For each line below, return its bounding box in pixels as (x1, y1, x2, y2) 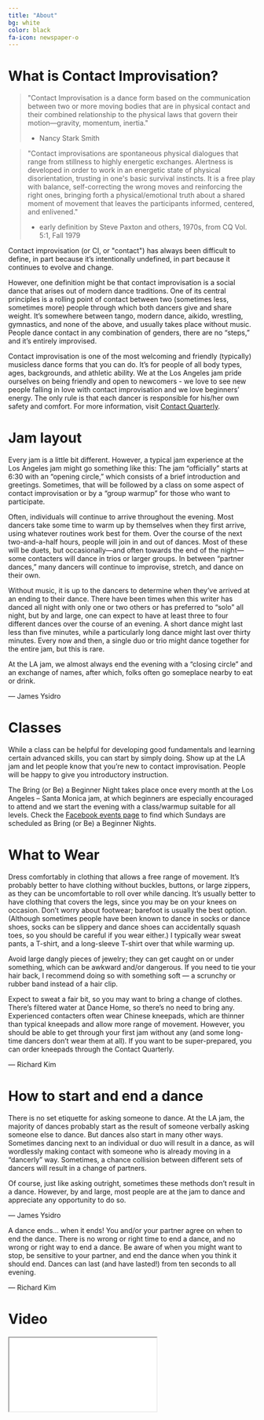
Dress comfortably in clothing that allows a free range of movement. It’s (8, 872, 240, 881)
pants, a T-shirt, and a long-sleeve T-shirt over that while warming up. (8, 939, 235, 948)
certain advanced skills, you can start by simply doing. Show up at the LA (8, 754, 246, 763)
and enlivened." (27, 207, 79, 217)
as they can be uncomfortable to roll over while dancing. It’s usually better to (8, 889, 256, 898)
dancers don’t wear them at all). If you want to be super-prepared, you (24, 1037, 252, 1045)
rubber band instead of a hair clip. (8, 979, 119, 989)
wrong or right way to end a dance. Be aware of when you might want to (8, 1242, 243, 1252)
